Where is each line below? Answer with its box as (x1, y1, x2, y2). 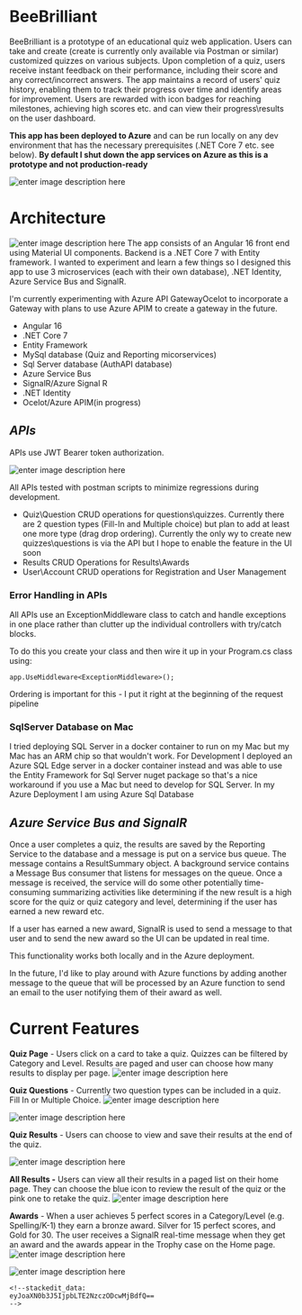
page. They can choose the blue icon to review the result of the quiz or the (9, 1183, 286, 1194)
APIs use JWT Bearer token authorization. (9, 447, 164, 458)
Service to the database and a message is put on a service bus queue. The (9, 848, 287, 859)
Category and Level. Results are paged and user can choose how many (9, 1058, 274, 1069)
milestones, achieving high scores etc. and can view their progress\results (9, 103, 285, 113)
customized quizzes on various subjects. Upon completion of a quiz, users (9, 55, 286, 66)
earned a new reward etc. (9, 906, 105, 917)
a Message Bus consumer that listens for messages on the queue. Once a (9, 867, 283, 879)
